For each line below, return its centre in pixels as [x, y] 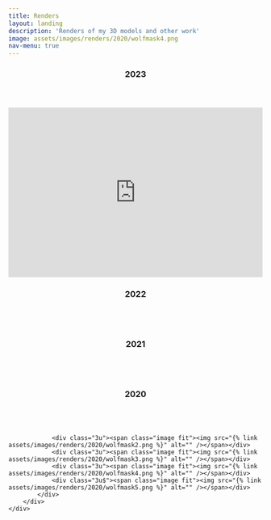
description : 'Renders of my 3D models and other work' [104, 31]
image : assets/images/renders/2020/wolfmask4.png [94, 38]
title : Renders [34, 16]
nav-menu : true [34, 46]
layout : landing [35, 23]
